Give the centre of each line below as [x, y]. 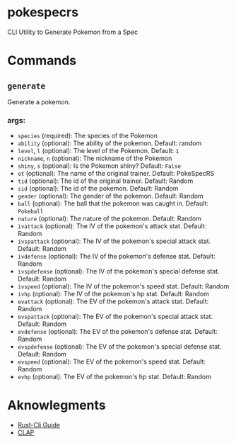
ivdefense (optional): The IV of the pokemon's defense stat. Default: [116, 257]
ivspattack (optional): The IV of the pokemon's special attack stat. [114, 241]
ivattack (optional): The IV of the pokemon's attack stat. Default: [112, 226]
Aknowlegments [57, 405]
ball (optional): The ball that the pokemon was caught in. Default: [113, 203]
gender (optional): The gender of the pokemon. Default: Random [110, 196]
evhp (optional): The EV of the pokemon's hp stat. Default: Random [114, 377]
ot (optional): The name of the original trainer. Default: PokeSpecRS [116, 174]
